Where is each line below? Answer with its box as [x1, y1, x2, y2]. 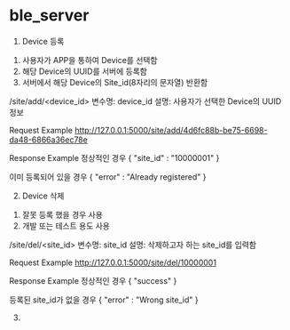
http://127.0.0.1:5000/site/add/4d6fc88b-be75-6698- [74, 125, 268, 135]
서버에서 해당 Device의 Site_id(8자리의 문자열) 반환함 [21, 76, 208, 87]
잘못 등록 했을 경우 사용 [21, 209, 104, 220]
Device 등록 [21, 36, 65, 46]
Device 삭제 [21, 190, 65, 201]
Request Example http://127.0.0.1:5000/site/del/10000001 [9, 257, 217, 268]
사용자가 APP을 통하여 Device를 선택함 [21, 54, 158, 65]
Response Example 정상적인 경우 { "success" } [9, 275, 177, 286]
